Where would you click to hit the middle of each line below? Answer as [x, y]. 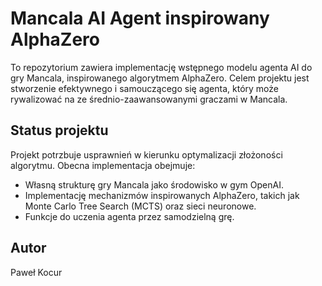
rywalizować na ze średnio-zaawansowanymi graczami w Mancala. [149, 99]
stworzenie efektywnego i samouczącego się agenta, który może [144, 88]
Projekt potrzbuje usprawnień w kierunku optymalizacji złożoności [146, 154]
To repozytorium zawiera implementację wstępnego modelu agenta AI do [161, 67]
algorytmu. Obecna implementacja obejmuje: [103, 165]
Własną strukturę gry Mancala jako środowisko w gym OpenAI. [154, 184]
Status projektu [59, 130]
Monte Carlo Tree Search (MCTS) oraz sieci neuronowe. [140, 206]
